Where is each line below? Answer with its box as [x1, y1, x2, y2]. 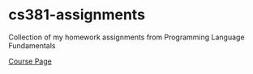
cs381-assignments [8, 6, 146, 24]
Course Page [8, 56, 53, 66]
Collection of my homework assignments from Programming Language [8, 32, 245, 42]
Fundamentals [8, 40, 56, 50]
